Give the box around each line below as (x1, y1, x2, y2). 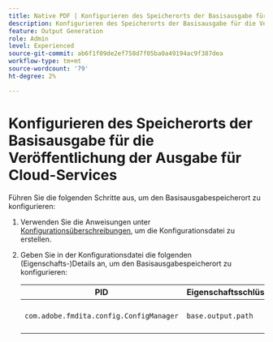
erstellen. (19, 234, 52, 244)
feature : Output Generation (8, 27, 104, 35)
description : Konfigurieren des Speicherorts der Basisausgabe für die (8, 19, 256, 28)
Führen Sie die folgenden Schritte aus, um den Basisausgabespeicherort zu (8, 192, 262, 203)
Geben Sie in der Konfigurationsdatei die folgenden (19, 250, 193, 259)
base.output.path (186, 311, 253, 320)
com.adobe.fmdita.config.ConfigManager (24, 311, 179, 320)
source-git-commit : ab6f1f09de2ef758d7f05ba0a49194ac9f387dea (8, 49, 223, 58)
